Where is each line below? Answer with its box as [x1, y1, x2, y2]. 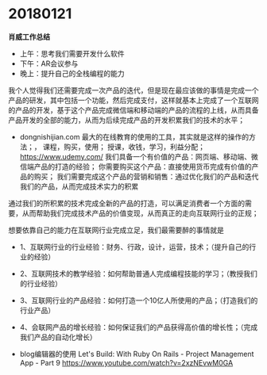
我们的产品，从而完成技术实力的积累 [19, 182, 139, 191]
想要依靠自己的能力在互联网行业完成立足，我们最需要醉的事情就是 [8, 225, 224, 235]
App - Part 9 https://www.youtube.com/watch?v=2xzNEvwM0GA [19, 358, 234, 367]
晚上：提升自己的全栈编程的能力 [19, 68, 125, 78]
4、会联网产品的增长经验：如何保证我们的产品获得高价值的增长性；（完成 [19, 322, 258, 331]
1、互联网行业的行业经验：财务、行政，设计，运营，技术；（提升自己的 [19, 242, 250, 251]
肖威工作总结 [8, 32, 50, 41]
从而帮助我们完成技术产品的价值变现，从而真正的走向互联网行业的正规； [21, 208, 259, 218]
